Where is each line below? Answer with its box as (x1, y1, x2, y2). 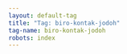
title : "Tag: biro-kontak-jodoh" (8, 19, 121, 27)
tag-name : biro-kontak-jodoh (8, 26, 106, 34)
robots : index (8, 33, 56, 42)
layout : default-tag (8, 11, 78, 20)
